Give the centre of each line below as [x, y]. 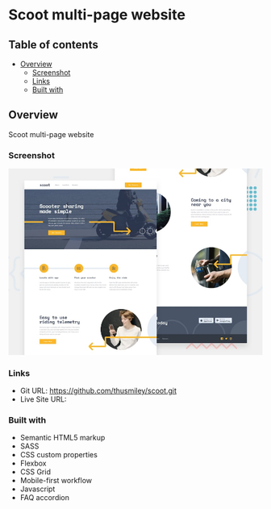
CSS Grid [35, 472]
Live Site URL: [43, 399]
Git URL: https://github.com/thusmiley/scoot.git [98, 390]
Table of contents [53, 45]
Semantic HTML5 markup [63, 438]
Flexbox [33, 463]
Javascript [38, 489]
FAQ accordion [45, 498]
